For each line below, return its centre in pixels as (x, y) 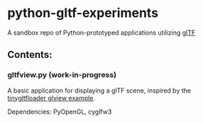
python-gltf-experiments (83, 13)
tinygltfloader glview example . (51, 98)
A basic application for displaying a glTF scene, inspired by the (99, 90)
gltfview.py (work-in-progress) (62, 75)
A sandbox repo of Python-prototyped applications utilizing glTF (101, 33)
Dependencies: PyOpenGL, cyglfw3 (60, 112)
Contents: (30, 55)
